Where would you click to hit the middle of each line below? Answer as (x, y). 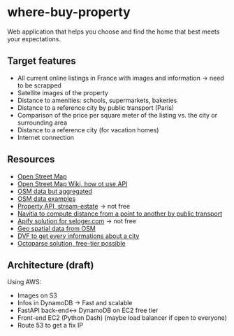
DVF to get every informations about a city (78, 236)
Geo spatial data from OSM (56, 228)
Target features (42, 61)
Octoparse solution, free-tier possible (71, 243)
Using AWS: (24, 282)
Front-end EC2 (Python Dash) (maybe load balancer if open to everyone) (122, 318)
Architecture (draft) (51, 265)
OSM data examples (46, 198)
